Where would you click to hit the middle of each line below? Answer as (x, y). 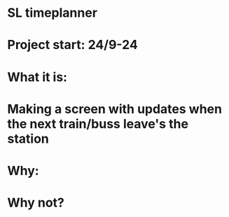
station (28, 139)
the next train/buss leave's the (98, 124)
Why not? (36, 203)
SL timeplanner (53, 13)
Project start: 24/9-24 (72, 45)
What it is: (37, 77)
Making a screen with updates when (115, 109)
